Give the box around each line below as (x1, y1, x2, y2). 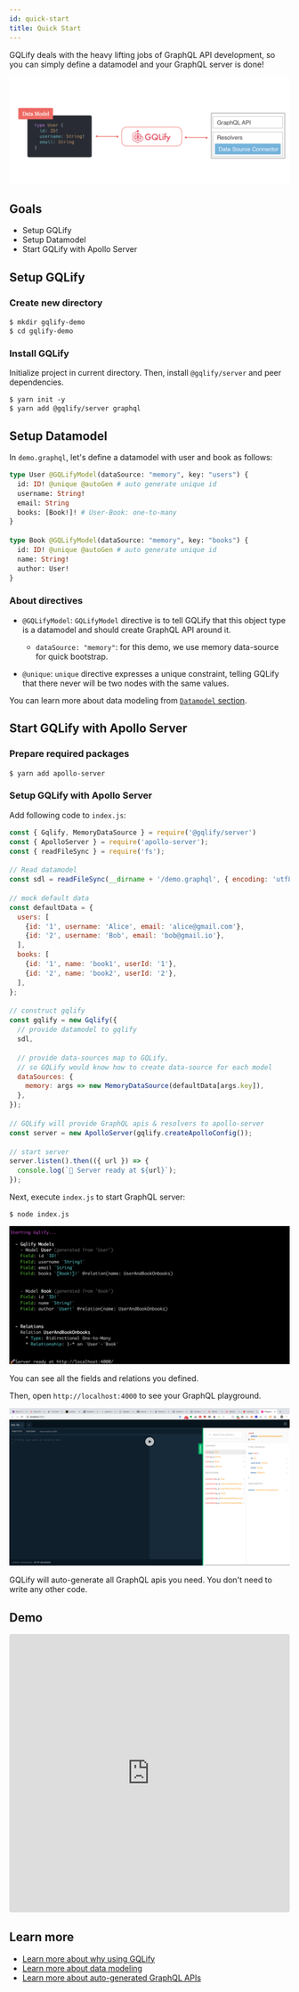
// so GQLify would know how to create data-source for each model (17, 1062, 273, 1072)
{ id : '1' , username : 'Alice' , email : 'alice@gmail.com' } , (25, 922, 245, 931)
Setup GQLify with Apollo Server (9, 789, 153, 801)
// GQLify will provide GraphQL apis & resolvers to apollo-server (9, 1118, 265, 1128)
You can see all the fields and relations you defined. (9, 1372, 199, 1384)
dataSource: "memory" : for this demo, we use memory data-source (35, 641, 279, 652)
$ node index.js (9, 1210, 69, 1219)
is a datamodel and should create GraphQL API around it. (21, 624, 231, 635)
